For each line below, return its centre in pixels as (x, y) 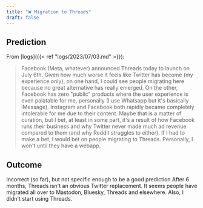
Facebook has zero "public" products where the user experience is (105, 94)
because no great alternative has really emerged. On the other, (99, 88)
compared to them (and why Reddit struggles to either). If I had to (103, 133)
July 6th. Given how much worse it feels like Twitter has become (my (107, 75)
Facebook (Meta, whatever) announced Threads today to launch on (105, 69)
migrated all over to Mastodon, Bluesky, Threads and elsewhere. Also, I (95, 192)
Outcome (24, 165)
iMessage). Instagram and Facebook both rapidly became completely (108, 107)
